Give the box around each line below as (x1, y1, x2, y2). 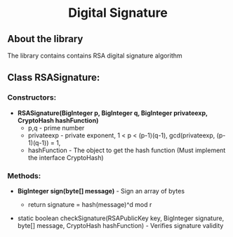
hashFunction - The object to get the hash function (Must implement (27, 146, 226, 154)
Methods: (7, 170, 41, 180)
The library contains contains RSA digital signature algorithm (7, 51, 182, 60)
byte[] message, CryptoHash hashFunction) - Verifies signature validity (17, 221, 224, 229)
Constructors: (7, 93, 57, 102)
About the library (7, 33, 84, 45)
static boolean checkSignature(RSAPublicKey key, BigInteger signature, (17, 214, 225, 222)
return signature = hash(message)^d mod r (27, 200, 152, 208)
